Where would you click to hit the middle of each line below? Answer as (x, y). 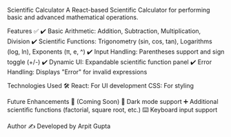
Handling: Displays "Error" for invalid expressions (77, 72)
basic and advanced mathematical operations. (73, 17)
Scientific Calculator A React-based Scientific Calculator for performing (109, 10)
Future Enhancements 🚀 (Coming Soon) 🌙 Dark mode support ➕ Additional (113, 102)
